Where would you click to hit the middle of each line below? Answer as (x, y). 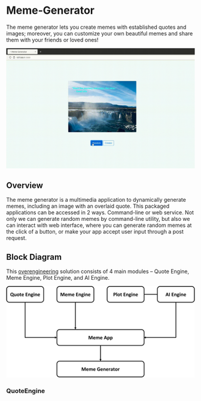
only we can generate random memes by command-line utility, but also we (98, 219)
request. (16, 238)
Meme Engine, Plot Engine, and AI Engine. (58, 277)
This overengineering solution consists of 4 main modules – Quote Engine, (98, 271)
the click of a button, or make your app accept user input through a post (95, 232)
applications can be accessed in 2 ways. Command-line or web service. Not (100, 213)
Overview (25, 185)
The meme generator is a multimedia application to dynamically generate (96, 200)
